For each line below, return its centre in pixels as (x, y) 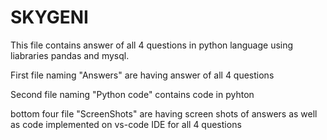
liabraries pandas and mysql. (70, 55)
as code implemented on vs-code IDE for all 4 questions (126, 124)
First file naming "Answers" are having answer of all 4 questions (142, 75)
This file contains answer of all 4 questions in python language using (152, 45)
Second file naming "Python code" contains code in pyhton (132, 94)
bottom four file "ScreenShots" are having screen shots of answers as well (164, 113)
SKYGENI (49, 17)
